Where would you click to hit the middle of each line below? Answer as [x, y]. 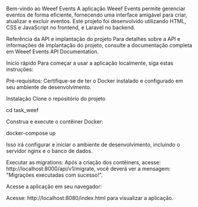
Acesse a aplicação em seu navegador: [54, 187]
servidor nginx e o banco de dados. [49, 151]
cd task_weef [22, 110]
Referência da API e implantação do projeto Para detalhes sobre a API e [93, 39]
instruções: [20, 69]
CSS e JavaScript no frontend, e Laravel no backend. [71, 27]
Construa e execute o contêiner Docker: [55, 122]
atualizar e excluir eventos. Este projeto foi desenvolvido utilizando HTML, [96, 21]
